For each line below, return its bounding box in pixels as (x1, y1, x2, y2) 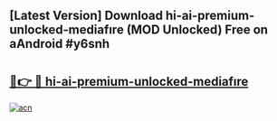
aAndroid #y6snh (9, 36, 110, 51)
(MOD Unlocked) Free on (126, 23, 269, 38)
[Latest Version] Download (9, 8, 164, 23)
